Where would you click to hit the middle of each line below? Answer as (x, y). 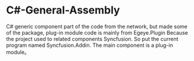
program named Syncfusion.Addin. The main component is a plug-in (90, 45)
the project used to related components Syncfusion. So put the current (92, 39)
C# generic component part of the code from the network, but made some (97, 26)
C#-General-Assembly (63, 10)
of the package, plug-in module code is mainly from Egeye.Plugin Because (97, 32)
